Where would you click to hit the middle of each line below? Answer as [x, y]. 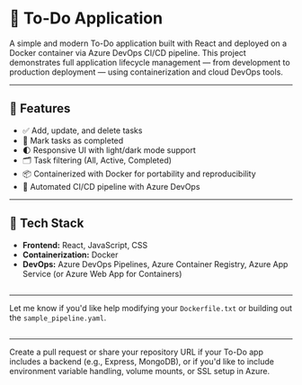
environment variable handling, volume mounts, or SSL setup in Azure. [140, 372]
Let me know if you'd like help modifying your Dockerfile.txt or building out [151, 308]
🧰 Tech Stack [47, 224]
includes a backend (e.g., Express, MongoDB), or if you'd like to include [142, 362]
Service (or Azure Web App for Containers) [102, 273]
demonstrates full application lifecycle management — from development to [150, 62]
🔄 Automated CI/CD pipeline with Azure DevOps [111, 186]
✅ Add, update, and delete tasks [82, 130]
